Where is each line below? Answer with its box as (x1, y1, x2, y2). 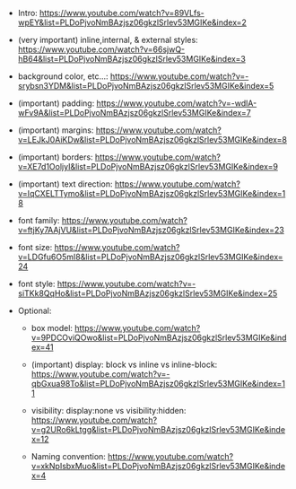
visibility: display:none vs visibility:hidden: (30, 406, 187, 415)
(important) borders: (17, 152, 93, 162)
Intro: (17, 8, 38, 18)
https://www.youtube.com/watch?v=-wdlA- (96, 98, 257, 109)
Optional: (17, 305, 52, 316)
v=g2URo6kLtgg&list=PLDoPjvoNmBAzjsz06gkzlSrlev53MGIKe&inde (30, 424, 285, 434)
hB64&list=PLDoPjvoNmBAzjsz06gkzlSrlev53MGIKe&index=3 (17, 54, 247, 64)
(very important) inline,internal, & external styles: (17, 35, 199, 45)
